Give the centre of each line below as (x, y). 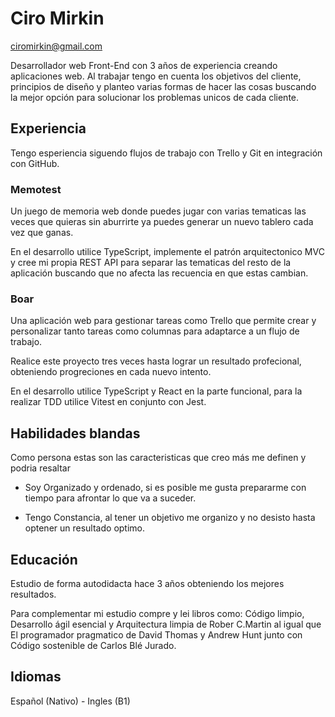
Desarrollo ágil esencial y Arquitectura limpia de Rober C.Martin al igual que (166, 624)
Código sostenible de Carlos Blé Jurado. (93, 645)
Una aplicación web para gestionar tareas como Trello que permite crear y (163, 321)
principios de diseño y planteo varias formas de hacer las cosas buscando (163, 86)
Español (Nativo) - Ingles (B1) (70, 701)
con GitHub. (35, 163)
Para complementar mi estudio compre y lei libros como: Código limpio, (157, 613)
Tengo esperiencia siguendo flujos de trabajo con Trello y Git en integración (166, 153)
